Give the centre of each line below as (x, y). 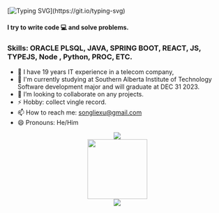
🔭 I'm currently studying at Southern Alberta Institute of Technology (115, 79)
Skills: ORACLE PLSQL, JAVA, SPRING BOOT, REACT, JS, (104, 47)
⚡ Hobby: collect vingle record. (62, 102)
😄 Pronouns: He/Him (48, 122)
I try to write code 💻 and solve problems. (68, 27)
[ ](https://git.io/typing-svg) (66, 11)
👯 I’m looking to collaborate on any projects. (81, 94)
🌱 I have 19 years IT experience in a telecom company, (96, 72)
